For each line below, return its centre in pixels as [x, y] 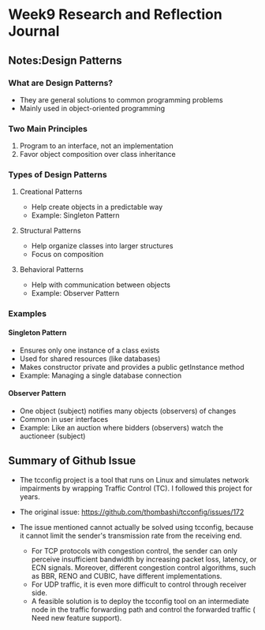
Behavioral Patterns [52, 270]
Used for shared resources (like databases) [90, 358]
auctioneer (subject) [52, 436]
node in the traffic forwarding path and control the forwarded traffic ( [144, 609]
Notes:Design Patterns [65, 60]
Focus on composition [67, 255]
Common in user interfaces [64, 419]
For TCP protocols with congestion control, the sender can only [134, 550]
